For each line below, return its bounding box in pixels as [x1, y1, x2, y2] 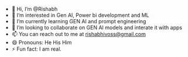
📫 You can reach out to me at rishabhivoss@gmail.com [11, 31, 146, 37]
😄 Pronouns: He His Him [11, 39, 72, 46]
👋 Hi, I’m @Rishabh [11, 6, 58, 12]
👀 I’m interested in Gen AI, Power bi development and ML [11, 12, 149, 19]
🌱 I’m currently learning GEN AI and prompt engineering [11, 18, 146, 24]
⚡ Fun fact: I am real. [11, 45, 61, 52]
